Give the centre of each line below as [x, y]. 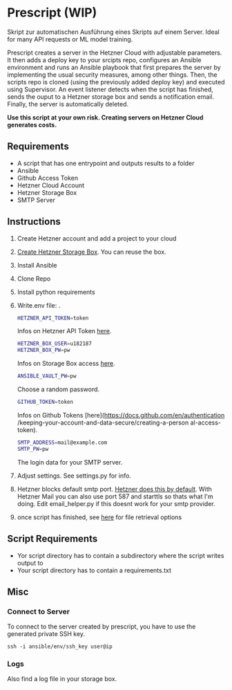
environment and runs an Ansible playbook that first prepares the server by [114, 67]
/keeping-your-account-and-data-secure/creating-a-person [103, 422]
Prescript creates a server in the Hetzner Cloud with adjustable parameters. [115, 53]
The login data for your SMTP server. [70, 462]
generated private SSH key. [46, 634]
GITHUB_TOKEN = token [45, 402]
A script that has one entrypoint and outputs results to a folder [106, 163]
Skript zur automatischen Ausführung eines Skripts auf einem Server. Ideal [113, 32]
